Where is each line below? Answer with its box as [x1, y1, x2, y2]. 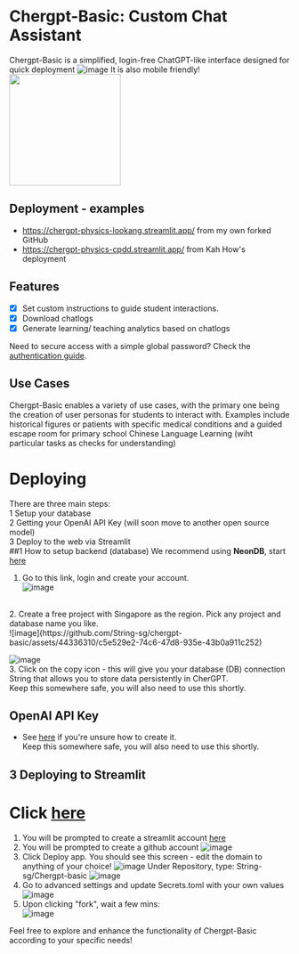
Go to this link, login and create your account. [21, 572, 190, 583]
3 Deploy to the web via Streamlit [9, 536, 131, 547]
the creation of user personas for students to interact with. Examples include [9, 409, 290, 420]
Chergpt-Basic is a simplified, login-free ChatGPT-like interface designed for [9, 54, 290, 65]
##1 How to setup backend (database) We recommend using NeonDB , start [9, 545, 287, 556]
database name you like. [9, 617, 100, 629]
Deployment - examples [9, 201, 145, 216]
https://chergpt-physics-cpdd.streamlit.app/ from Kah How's [21, 243, 246, 255]
